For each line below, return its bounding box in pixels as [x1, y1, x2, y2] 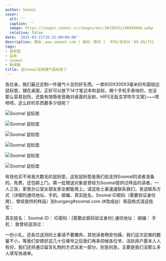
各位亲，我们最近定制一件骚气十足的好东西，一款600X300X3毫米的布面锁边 [5, 81, 160, 87]
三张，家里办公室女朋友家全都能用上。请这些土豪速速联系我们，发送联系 [9, 186, 157, 192]
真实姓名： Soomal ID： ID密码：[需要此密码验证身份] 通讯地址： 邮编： [5, 215, 151, 221]
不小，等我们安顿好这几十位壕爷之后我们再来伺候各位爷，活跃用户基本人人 [9, 238, 161, 244]
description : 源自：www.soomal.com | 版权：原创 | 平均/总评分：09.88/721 [5, 40, 154, 45]
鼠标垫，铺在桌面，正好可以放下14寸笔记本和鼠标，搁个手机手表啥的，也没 [5, 88, 157, 93]
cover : [5, 12, 19, 17]
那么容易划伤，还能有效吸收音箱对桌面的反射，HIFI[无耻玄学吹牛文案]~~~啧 [5, 94, 160, 100]
